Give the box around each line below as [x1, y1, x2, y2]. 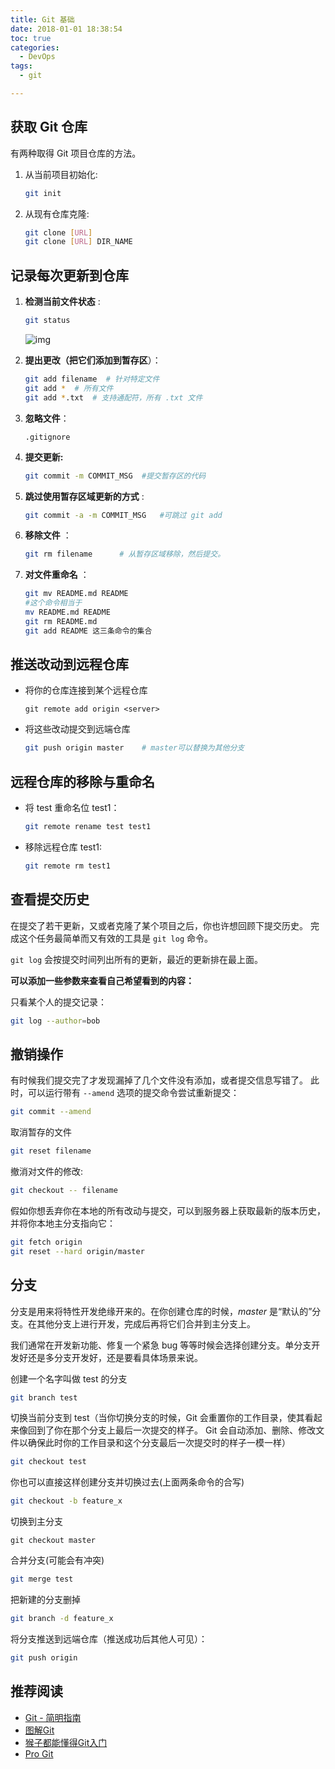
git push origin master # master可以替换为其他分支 [24, 743, 245, 753]
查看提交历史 [10, 891, 90, 908]
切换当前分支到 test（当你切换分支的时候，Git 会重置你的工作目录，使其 [10, 1412, 305, 1424]
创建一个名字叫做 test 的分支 [10, 1372, 128, 1385]
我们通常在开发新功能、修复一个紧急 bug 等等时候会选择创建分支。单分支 [10, 1339, 312, 1351]
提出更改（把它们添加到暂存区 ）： [24, 354, 162, 366]
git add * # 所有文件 [24, 383, 114, 393]
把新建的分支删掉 [10, 1594, 81, 1606]
